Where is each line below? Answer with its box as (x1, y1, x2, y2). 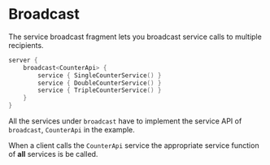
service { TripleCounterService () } (37, 86, 162, 94)
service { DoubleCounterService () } (37, 79, 162, 87)
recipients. (8, 40, 44, 50)
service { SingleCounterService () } (37, 71, 162, 80)
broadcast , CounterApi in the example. (8, 125, 136, 135)
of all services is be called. (8, 150, 98, 159)
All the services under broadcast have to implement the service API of (8, 116, 242, 126)
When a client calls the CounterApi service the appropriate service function (8, 141, 259, 150)
